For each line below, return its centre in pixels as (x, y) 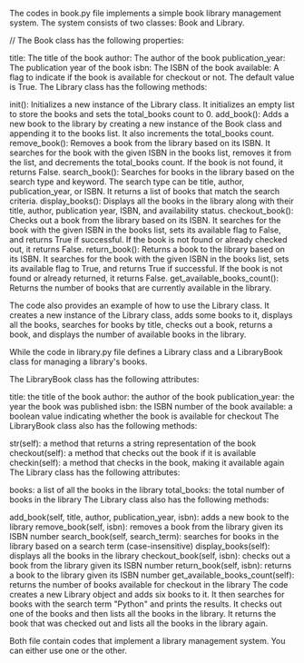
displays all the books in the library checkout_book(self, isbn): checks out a (150, 556)
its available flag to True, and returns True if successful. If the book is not (146, 268)
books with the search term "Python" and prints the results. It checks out (146, 604)
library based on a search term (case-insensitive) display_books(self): (140, 546)
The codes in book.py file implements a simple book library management (145, 13)
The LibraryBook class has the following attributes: (104, 379)
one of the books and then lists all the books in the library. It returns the (143, 614)
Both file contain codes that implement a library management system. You (147, 641)
